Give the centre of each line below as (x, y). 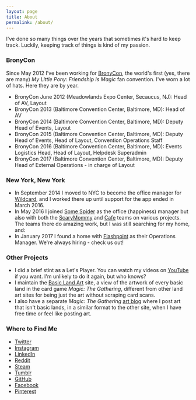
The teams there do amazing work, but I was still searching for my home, (102, 224)
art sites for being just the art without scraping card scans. (85, 295)
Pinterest (25, 391)
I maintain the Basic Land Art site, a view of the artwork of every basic (99, 283)
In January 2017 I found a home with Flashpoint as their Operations (95, 236)
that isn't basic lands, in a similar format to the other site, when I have (98, 308)
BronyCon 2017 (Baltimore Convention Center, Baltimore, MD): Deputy (99, 159)
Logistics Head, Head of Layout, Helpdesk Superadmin (80, 152)
